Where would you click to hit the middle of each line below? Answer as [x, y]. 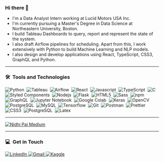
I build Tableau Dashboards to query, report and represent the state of [82, 34]
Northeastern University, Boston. [45, 29]
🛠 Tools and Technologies [38, 77]
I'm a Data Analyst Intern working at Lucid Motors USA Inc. [71, 18]
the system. [24, 39]
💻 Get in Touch [24, 142]
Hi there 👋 [17, 8]
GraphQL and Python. [34, 60]
